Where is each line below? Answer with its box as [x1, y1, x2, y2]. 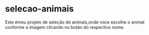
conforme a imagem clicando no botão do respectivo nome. [5, 24, 125, 30]
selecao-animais [5, 3, 74, 14]
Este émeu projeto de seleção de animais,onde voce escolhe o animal [5, 19, 145, 25]
